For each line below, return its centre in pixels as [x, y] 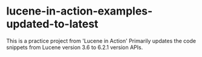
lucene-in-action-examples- [80, 11]
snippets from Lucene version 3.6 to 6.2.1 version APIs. [75, 47]
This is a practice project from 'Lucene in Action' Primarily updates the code [101, 41]
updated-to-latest [52, 24]
